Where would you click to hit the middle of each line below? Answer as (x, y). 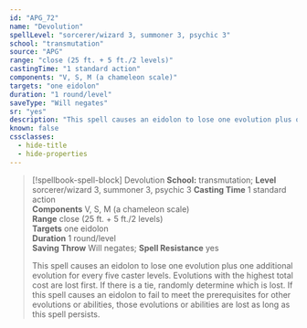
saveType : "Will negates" (58, 103)
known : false (34, 129)
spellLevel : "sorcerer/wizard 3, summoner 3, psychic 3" (120, 35)
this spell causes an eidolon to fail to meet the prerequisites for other (161, 294)
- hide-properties (53, 153)
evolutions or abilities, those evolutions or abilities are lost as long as (161, 304)
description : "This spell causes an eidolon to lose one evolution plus (151, 120)
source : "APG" (37, 52)
